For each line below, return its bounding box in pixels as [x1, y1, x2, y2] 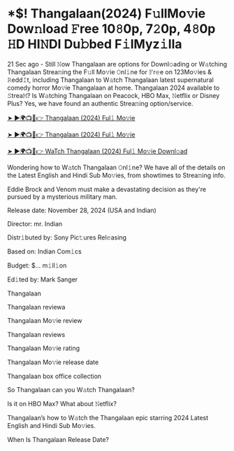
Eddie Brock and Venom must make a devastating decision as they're [7, 185, 207, 193]
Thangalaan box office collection [7, 372, 102, 380]
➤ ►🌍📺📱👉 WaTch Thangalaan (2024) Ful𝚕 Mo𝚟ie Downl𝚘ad [7, 146, 188, 155]
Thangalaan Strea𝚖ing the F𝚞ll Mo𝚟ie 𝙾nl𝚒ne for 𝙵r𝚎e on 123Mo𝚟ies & [7, 67, 212, 76]
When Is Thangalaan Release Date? [7, 435, 110, 443]
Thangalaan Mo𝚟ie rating [7, 344, 80, 352]
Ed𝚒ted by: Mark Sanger [7, 275, 78, 284]
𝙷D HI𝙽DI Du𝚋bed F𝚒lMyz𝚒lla [7, 36, 183, 53]
